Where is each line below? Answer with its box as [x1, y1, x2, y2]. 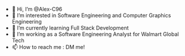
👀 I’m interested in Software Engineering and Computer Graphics [11, 12, 171, 19]
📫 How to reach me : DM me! [11, 44, 85, 50]
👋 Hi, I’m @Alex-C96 [11, 6, 63, 12]
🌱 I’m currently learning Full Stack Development [11, 24, 129, 31]
